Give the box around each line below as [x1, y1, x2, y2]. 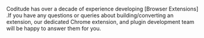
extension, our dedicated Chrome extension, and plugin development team [6, 18, 194, 25]
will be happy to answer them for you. [6, 25, 101, 32]
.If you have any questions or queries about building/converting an [6, 12, 174, 19]
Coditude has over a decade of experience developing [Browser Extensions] [6, 6, 199, 12]
